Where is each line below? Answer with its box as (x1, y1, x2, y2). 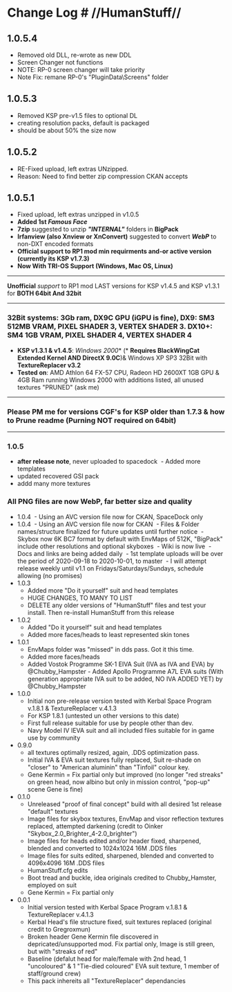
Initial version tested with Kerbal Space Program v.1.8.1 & (27, 903, 188, 911)
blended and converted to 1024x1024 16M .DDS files (27, 844, 177, 852)
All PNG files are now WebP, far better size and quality (7, 497, 193, 507)
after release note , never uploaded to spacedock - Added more (17, 458, 201, 466)
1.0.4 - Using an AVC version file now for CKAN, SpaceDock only (17, 512, 204, 521)
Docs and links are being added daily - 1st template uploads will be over (17, 549, 224, 557)
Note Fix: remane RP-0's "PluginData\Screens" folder (17, 73, 169, 81)
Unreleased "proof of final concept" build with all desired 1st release (27, 799, 222, 808)
